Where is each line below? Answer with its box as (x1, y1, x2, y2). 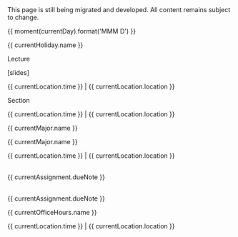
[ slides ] (7, 69, 30, 76)
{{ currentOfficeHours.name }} (7, 208, 97, 216)
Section (7, 96, 30, 104)
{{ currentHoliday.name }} (7, 41, 84, 49)
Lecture (7, 55, 31, 63)
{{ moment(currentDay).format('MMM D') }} (7, 27, 137, 35)
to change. (7, 13, 39, 21)
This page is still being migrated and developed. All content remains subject (7, 6, 231, 14)
